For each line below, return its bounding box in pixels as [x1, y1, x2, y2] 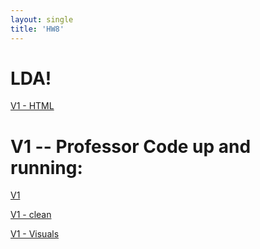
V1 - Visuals [10, 228, 60, 240]
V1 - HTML [10, 100, 55, 112]
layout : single [10, 14, 74, 25]
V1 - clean [10, 209, 52, 221]
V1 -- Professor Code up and [10, 135, 252, 158]
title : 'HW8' [10, 24, 65, 34]
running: [10, 156, 83, 179]
